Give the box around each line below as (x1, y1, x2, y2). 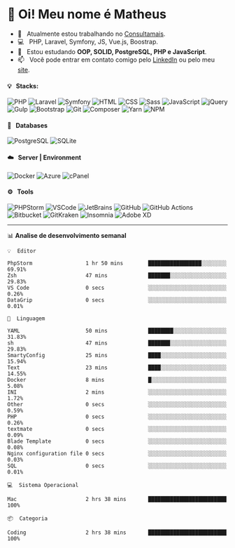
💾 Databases (7, 121, 48, 129)
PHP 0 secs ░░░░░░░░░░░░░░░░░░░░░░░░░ (7, 413, 227, 420)
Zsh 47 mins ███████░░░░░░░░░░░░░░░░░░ (7, 272, 227, 279)
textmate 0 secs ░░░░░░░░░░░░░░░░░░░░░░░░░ (7, 425, 227, 432)
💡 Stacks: (7, 81, 39, 90)
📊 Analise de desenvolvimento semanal (7, 231, 127, 239)
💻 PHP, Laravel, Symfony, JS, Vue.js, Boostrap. (17, 37, 159, 46)
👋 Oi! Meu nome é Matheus (7, 6, 166, 22)
